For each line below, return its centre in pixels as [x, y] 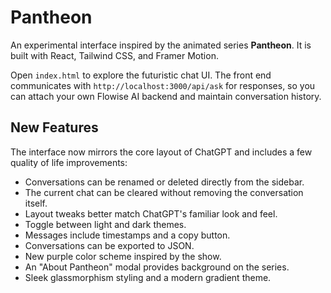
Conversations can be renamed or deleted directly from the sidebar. [164, 182]
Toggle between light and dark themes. [105, 224]
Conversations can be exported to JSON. [109, 245]
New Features [54, 127]
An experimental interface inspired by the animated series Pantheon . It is [161, 45]
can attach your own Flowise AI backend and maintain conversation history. [166, 96]
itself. [36, 203]
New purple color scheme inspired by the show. [123, 256]
